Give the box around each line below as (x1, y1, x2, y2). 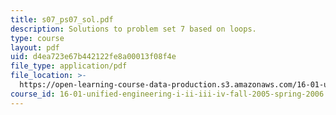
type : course (10, 33, 65, 43)
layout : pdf (10, 42, 60, 53)
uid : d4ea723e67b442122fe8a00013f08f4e (10, 52, 177, 62)
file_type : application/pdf (10, 61, 128, 71)
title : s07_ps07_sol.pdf (10, 14, 114, 25)
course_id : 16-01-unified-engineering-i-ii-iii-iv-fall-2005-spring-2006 (10, 89, 325, 99)
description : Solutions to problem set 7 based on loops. (10, 24, 257, 34)
